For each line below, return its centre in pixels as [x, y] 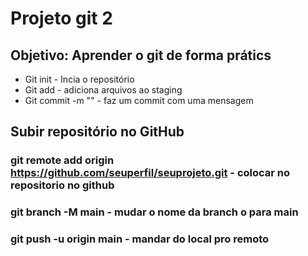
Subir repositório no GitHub [97, 132]
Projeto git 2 [61, 18]
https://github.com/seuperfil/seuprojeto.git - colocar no [150, 173]
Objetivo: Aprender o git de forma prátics [141, 55]
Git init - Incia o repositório [79, 79]
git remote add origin [62, 160]
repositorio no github [62, 185]
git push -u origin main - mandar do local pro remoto [140, 239]
